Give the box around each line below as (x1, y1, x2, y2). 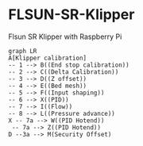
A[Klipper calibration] (8, 54, 87, 62)
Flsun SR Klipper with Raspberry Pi (8, 32, 122, 41)
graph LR (8, 47, 37, 55)
